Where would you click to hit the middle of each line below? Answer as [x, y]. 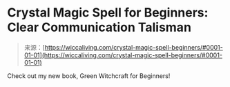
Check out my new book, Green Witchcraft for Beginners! [89, 76]
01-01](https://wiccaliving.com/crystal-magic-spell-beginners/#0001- [123, 55]
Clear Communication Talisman [99, 27]
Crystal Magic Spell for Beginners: [108, 13]
